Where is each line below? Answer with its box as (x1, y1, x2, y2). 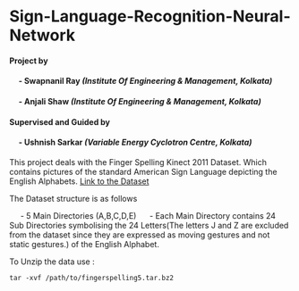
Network (9, 25, 76, 46)
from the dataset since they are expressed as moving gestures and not (9, 229, 270, 240)
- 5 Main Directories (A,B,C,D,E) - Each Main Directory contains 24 (20, 210, 276, 220)
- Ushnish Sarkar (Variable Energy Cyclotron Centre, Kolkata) (18, 137, 252, 148)
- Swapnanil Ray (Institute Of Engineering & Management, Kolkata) (18, 76, 273, 87)
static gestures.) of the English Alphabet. (9, 238, 159, 249)
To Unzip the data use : (9, 256, 96, 267)
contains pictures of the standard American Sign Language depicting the (9, 166, 278, 177)
